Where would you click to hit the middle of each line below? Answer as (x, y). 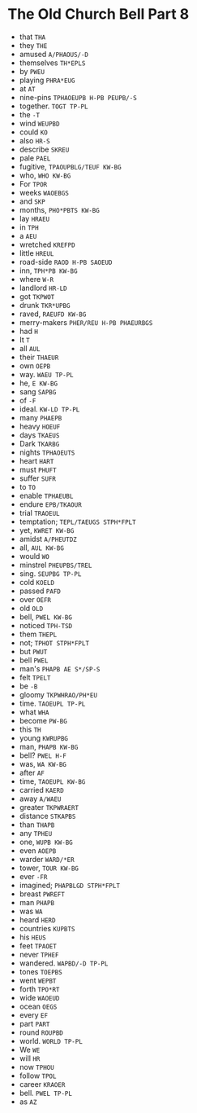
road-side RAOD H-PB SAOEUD (66, 262)
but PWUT (33, 651)
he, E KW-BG (39, 383)
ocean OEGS (38, 1006)
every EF (34, 1014)
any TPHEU (36, 833)
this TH (30, 729)
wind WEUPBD (39, 123)
